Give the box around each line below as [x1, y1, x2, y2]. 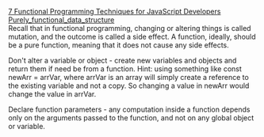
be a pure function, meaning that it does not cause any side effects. [8, 40, 230, 50]
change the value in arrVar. [8, 89, 97, 98]
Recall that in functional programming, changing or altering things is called [8, 24, 251, 32]
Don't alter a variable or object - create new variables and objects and [8, 55, 237, 65]
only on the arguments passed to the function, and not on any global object [8, 113, 254, 122]
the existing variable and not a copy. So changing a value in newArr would [8, 81, 250, 90]
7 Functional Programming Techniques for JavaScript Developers [8, 7, 221, 16]
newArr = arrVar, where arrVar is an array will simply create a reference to [8, 73, 250, 82]
